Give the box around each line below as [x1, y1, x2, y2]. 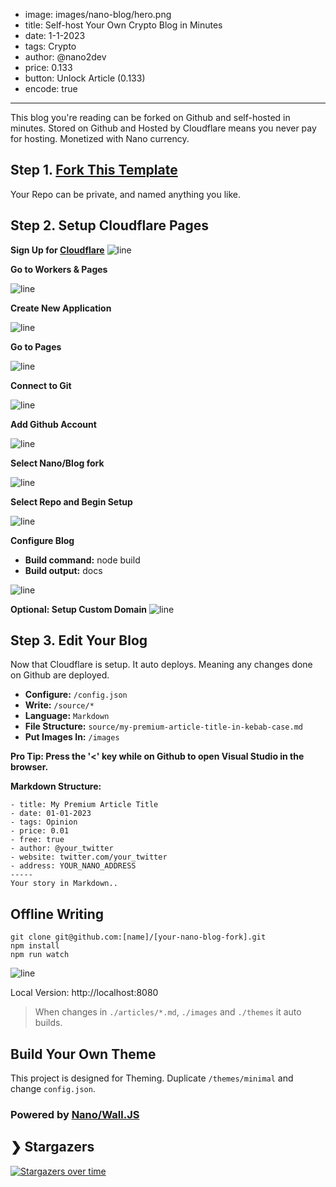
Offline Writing [10, 905, 105, 923]
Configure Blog [10, 534, 75, 546]
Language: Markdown [24, 710, 110, 722]
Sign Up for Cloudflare [10, 244, 105, 256]
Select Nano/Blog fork [10, 457, 105, 469]
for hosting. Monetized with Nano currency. [10, 133, 190, 144]
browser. [10, 761, 49, 773]
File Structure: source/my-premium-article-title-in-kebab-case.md [24, 720, 303, 733]
